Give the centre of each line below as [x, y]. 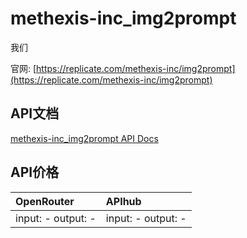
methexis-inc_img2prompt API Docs [84, 138]
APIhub [123, 201]
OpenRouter [45, 201]
